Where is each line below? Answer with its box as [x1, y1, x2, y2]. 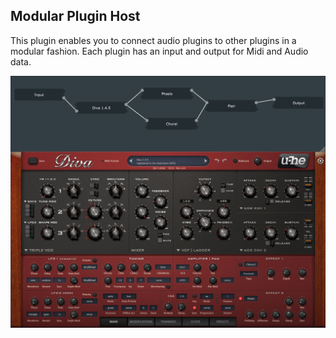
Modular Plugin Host [10, 8, 141, 25]
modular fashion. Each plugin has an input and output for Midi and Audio [10, 45, 309, 57]
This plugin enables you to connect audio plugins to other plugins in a [10, 34, 297, 46]
